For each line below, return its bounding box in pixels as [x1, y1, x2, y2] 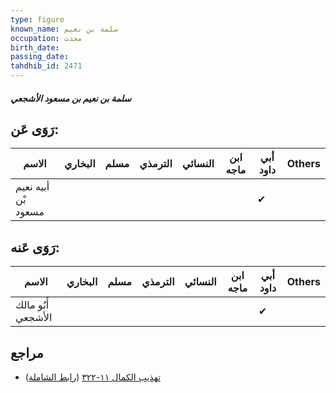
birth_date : [10, 42, 60, 53]
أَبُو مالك [15, 298, 50, 312]
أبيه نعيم [15, 180, 50, 194]
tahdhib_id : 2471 [10, 61, 83, 71]
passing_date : [10, 52, 70, 62]
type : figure [10, 14, 65, 25]
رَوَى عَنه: [10, 239, 60, 256]
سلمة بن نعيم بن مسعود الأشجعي [10, 92, 132, 104]
